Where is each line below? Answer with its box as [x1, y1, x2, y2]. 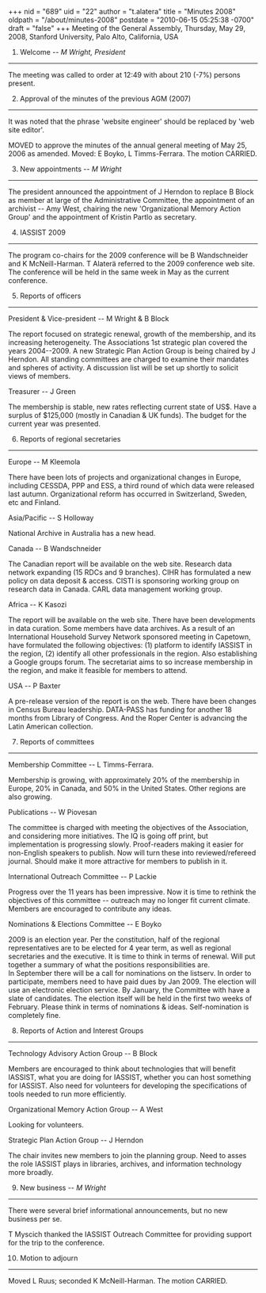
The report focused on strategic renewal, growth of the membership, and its [8, 329, 256, 339]
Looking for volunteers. [8, 1120, 85, 1129]
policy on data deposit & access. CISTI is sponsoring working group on [8, 576, 240, 585]
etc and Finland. [8, 498, 61, 507]
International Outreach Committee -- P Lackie [8, 872, 157, 881]
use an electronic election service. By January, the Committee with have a [8, 985, 250, 994]
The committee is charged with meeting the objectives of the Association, [8, 823, 249, 832]
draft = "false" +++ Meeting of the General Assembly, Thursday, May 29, [8, 24, 245, 33]
